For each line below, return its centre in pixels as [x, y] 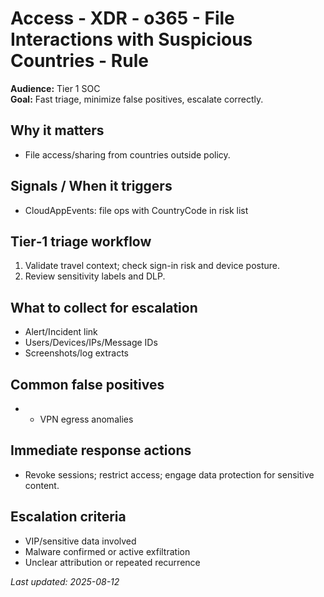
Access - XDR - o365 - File [122, 18]
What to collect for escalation [104, 307]
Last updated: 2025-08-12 [65, 581]
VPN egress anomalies [86, 419]
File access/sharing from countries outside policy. [127, 154]
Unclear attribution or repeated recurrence [112, 562]
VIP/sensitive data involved [80, 541]
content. [42, 485]
